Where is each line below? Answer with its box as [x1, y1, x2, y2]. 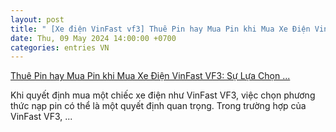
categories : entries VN [10, 42, 110, 53]
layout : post [10, 14, 65, 25]
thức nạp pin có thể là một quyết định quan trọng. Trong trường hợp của [10, 100, 307, 112]
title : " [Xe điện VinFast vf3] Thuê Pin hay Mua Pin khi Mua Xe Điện [10, 24, 311, 34]
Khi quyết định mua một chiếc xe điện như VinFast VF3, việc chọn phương [10, 89, 316, 101]
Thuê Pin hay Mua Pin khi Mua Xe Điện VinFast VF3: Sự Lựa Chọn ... [10, 70, 291, 82]
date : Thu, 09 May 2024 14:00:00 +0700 [10, 33, 177, 43]
